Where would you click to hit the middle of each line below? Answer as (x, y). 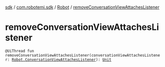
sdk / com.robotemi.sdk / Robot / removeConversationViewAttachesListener (82, 7)
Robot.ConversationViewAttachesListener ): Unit (62, 60)
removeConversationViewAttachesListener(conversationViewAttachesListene (83, 55)
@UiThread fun (20, 51)
